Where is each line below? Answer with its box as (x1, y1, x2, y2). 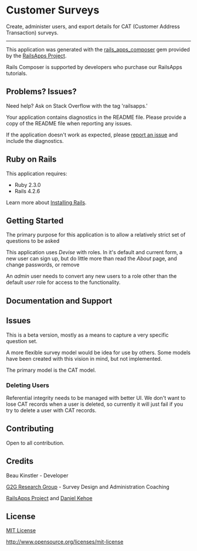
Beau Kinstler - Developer (6, 472, 69, 479)
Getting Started (6, 215, 64, 225)
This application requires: (6, 170, 67, 177)
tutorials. (6, 70, 28, 77)
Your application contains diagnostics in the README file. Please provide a (6, 114, 186, 121)
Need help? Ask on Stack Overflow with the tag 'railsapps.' (6, 102, 148, 109)
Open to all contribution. (6, 439, 64, 446)
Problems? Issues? (6, 87, 77, 97)
